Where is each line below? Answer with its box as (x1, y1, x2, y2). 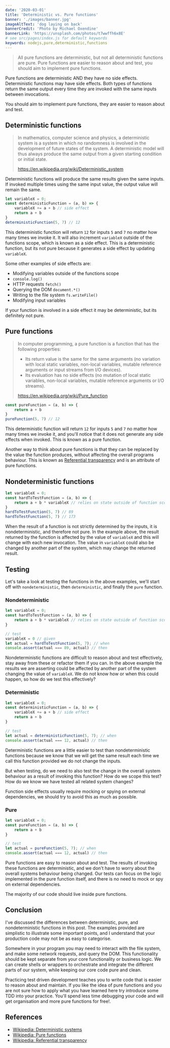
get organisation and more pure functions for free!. (5, 998, 111, 1004)
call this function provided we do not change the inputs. (5, 758, 121, 764)
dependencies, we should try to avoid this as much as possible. (5, 793, 138, 799)
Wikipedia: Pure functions (12, 1032, 67, 1038)
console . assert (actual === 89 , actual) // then (5, 645, 108, 651)
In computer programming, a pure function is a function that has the (17, 340, 159, 346)
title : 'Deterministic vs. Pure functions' (5, 12, 99, 17)
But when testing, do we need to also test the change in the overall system (5, 767, 161, 774)
